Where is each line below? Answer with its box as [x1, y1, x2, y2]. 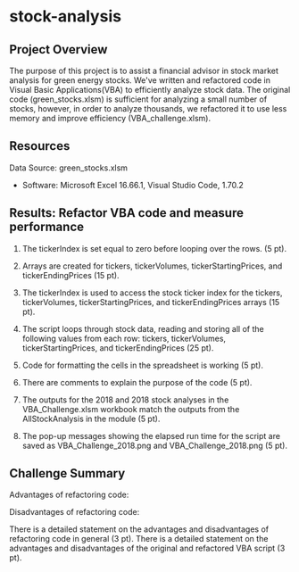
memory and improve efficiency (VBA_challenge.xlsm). [9, 113, 212, 123]
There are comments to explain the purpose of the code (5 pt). [21, 377, 253, 387]
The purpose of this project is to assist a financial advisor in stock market [9, 65, 279, 76]
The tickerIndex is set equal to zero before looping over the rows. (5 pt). [21, 243, 287, 253]
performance [9, 220, 85, 235]
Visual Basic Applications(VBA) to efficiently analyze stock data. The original [9, 85, 291, 95]
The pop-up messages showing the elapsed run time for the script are [21, 430, 281, 441]
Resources [9, 138, 71, 153]
